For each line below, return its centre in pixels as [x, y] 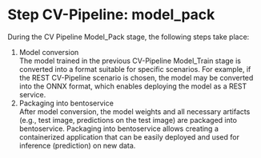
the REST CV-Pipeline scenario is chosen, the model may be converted [136, 77]
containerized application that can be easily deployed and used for [129, 136]
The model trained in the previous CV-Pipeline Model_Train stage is [130, 61]
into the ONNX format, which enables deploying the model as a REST [133, 86]
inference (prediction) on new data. [77, 145]
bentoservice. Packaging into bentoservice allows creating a [119, 128]
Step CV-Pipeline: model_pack [111, 15]
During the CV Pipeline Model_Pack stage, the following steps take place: [128, 37]
